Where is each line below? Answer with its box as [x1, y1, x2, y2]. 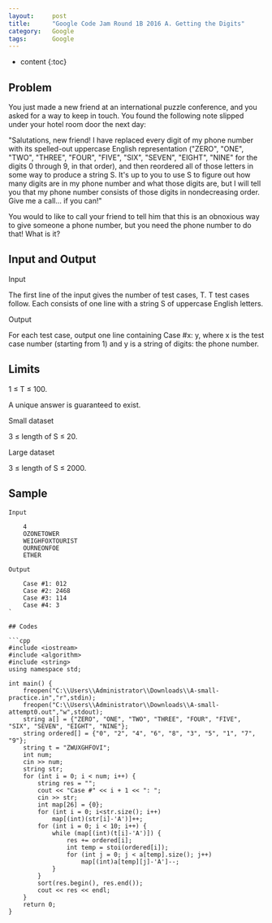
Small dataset [8, 415, 54, 425]
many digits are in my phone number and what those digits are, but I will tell [8, 178, 261, 188]
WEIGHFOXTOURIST [23, 537, 79, 545]
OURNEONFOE [23, 543, 60, 552]
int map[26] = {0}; [37, 800, 104, 809]
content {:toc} [19, 57, 67, 67]
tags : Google [8, 34, 75, 43]
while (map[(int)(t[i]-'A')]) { [51, 829, 162, 837]
